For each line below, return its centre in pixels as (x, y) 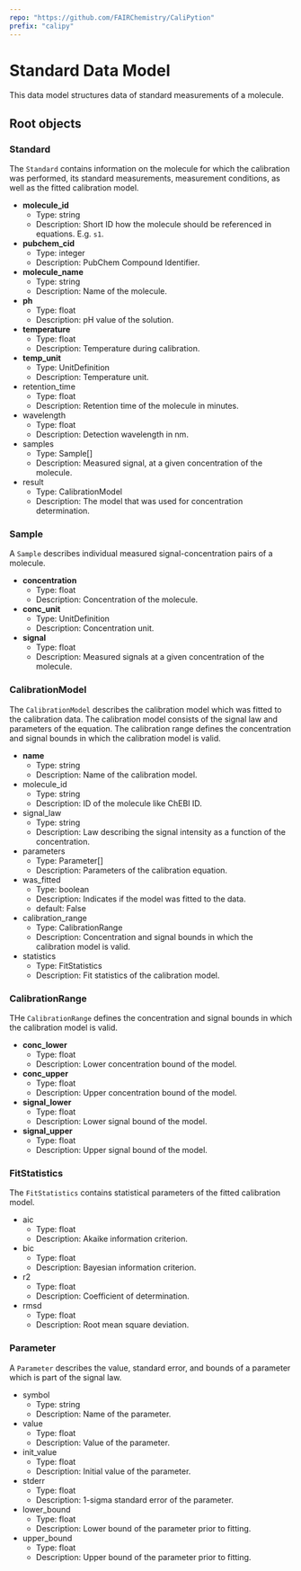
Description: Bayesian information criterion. (116, 1267)
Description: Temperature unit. (93, 377)
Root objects (45, 124)
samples (38, 444)
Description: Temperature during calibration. (118, 349)
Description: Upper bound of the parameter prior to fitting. (143, 1557)
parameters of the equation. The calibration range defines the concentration (150, 728)
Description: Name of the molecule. (102, 291)
